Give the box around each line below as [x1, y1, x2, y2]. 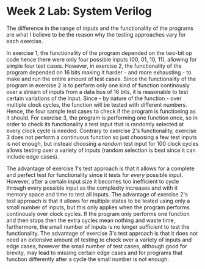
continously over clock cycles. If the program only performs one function [6, 210, 190, 217]
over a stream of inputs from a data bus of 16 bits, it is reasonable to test [6, 88, 189, 95]
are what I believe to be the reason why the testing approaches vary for [6, 30, 186, 38]
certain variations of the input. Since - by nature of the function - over [6, 95, 182, 102]
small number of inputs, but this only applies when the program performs [6, 203, 190, 211]
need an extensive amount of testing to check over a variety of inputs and [6, 236, 192, 243]
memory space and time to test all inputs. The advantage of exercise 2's [6, 190, 188, 198]
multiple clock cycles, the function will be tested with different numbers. [6, 101, 187, 108]
